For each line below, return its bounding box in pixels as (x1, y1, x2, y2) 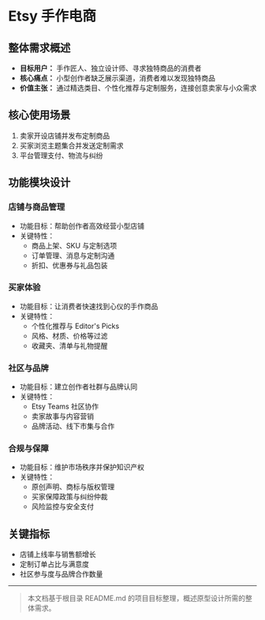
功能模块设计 (8, 176, 71, 189)
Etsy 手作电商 (8, 7, 97, 25)
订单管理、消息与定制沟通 (31, 250, 115, 260)
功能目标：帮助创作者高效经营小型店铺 (19, 221, 144, 230)
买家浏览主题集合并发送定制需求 (19, 140, 124, 150)
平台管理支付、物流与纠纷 (19, 151, 103, 160)
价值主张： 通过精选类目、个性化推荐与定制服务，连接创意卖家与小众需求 (19, 84, 257, 92)
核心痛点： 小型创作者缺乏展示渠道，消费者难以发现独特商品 (19, 73, 215, 83)
